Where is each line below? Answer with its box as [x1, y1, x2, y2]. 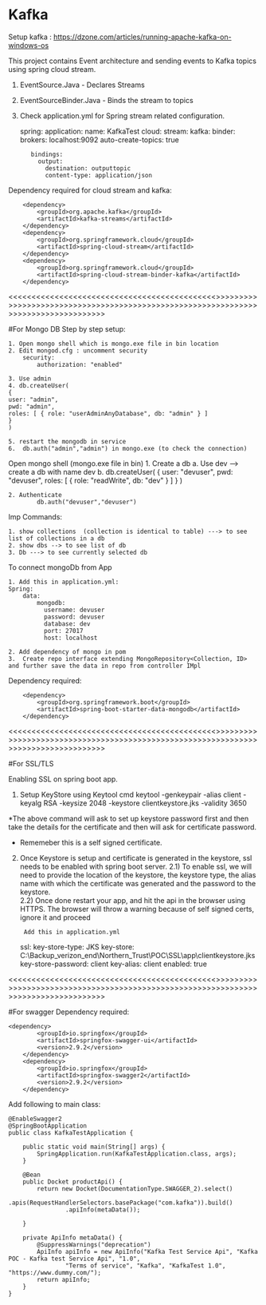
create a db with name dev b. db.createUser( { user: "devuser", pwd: [8, 467, 233, 476]
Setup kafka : [8, 32, 52, 42]
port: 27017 [43, 627, 84, 635]
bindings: [30, 150, 64, 158]
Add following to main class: [8, 1099, 101, 1108]
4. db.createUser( [8, 381, 69, 389]
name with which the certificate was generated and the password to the [19, 878, 256, 888]
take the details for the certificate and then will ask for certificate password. [8, 822, 257, 832]
